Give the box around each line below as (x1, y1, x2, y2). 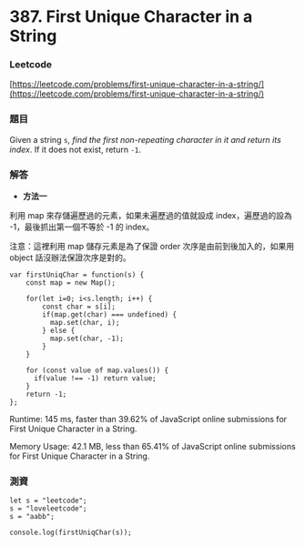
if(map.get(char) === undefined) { (42, 310, 178, 319)
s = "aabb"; (9, 512, 55, 521)
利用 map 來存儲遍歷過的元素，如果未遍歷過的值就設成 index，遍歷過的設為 (9, 210, 293, 221)
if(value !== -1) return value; (33, 374, 157, 383)
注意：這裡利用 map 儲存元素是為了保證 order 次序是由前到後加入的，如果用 (9, 241, 294, 252)
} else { (42, 326, 76, 336)
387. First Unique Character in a (9, 6, 253, 27)
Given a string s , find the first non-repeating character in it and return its (9, 134, 282, 145)
